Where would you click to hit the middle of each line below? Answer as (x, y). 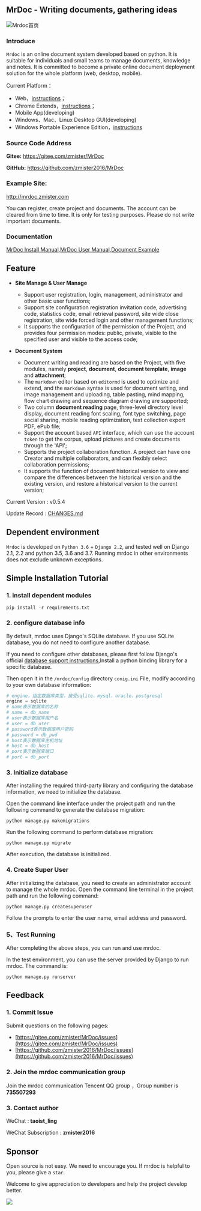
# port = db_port (28, 757)
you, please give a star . (36, 1173)
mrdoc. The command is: (37, 966)
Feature (21, 269)
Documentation (29, 237)
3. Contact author (32, 1108)
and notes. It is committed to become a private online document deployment (100, 67)
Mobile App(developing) (45, 113)
